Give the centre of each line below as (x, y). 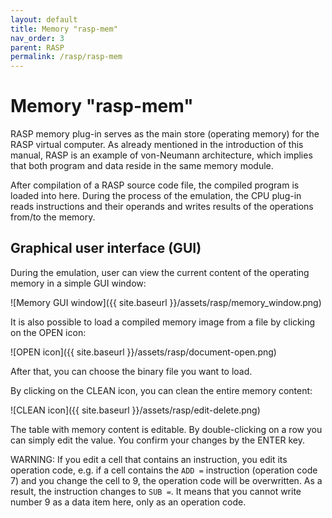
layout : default (44, 19)
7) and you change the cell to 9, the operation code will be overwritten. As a (166, 480)
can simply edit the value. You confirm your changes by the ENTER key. (158, 440)
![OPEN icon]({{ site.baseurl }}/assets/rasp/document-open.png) (143, 352)
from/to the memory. (53, 217)
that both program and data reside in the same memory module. (142, 166)
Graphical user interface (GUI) (106, 248)
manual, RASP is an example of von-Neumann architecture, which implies (161, 155)
